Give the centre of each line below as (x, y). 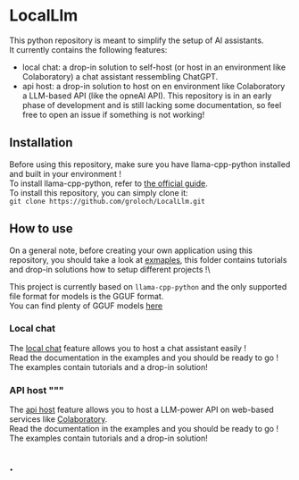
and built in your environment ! (66, 173)
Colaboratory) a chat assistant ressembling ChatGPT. (120, 76)
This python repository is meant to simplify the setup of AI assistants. (137, 40)
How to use (41, 229)
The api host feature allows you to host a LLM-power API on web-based (141, 410)
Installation (41, 143)
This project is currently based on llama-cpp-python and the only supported (148, 286)
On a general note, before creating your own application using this (131, 250)
